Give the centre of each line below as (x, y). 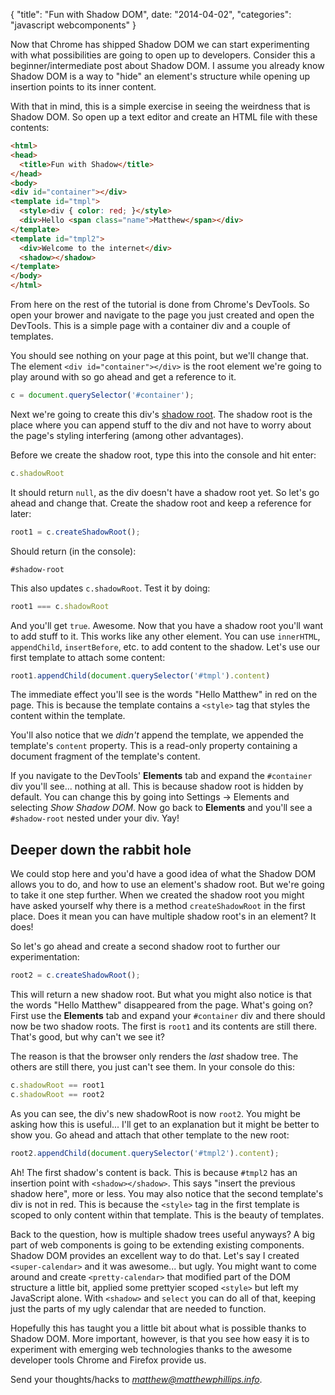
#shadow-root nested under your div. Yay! (95, 818)
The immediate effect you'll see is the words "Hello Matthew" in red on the (164, 695)
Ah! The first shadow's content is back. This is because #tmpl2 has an (154, 1172)
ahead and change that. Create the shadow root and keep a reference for (161, 503)
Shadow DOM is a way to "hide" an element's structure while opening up (160, 76)
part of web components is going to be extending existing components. (157, 1245)
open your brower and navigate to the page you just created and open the (162, 315)
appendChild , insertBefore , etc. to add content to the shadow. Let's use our (165, 646)
